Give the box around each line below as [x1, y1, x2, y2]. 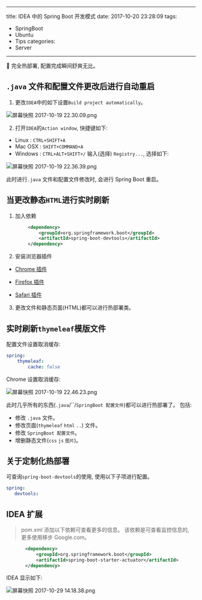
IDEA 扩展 [6, 509, 43, 519]
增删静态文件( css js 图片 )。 [14, 436, 82, 444]
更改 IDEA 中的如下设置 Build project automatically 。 [14, 98, 146, 106]
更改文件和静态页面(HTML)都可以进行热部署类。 [14, 304, 135, 311]
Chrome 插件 [14, 266, 47, 273]
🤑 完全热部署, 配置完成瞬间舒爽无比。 [6, 62, 99, 69]
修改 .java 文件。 [14, 414, 58, 421]
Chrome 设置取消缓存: [6, 375, 61, 383]
